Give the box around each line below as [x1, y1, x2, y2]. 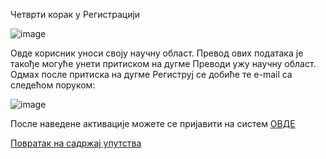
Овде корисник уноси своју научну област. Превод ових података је [10, 47, 304, 59]
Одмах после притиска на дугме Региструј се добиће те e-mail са [10, 69, 293, 80]
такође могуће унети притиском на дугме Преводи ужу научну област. [10, 58, 317, 69]
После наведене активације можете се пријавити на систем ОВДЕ [10, 118, 296, 129]
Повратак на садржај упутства [10, 137, 142, 149]
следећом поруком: [10, 79, 96, 91]
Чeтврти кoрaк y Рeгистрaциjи [10, 9, 141, 20]
